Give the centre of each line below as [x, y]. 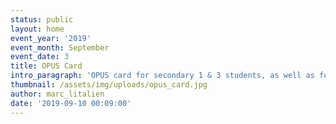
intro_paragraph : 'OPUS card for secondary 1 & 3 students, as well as [162, 76]
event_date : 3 [40, 57]
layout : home [37, 29]
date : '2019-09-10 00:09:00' [71, 103]
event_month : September [60, 47]
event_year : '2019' [51, 38]
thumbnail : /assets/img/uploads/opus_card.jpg [109, 85]
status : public [42, 19]
